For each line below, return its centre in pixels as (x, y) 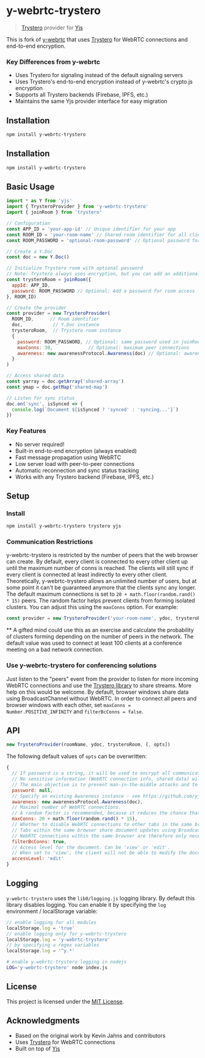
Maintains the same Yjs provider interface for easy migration (91, 101)
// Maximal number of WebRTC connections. (67, 808)
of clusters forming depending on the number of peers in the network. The (100, 637)
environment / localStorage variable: (52, 911)
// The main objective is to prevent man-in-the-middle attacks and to (105, 784)
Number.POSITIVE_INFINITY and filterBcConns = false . (75, 711)
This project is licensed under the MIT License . (65, 1001)
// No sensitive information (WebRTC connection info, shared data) (101, 779)
